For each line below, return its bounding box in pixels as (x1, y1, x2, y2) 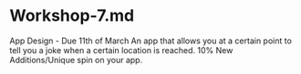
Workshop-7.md (9, 5, 135, 26)
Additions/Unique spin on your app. (9, 54, 143, 65)
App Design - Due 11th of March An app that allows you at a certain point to (9, 35, 292, 46)
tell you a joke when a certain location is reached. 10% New (9, 44, 234, 55)
